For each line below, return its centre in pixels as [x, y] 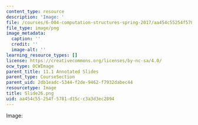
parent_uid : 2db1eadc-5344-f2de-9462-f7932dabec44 [70, 83]
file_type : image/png [33, 28]
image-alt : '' [29, 50]
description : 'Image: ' [35, 17]
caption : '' [26, 39]
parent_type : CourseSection [41, 77]
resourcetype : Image [32, 88]
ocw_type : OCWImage [30, 66]
